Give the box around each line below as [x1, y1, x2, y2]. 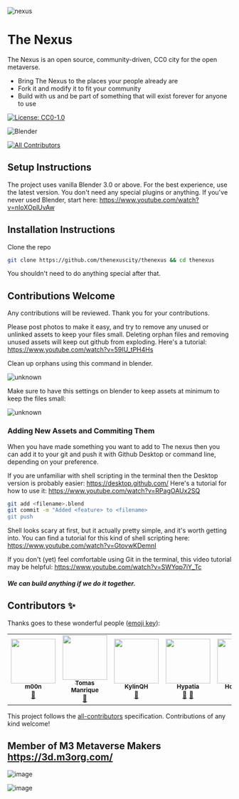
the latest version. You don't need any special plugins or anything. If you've [7, 187, 228, 196]
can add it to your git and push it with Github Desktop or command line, [7, 450, 217, 458]
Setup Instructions [7, 161, 92, 174]
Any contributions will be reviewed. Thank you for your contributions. [7, 309, 210, 317]
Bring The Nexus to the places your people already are [17, 76, 179, 85]
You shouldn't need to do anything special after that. [7, 269, 161, 278]
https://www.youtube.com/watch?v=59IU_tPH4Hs [7, 346, 154, 354]
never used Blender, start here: [7, 195, 98, 204]
